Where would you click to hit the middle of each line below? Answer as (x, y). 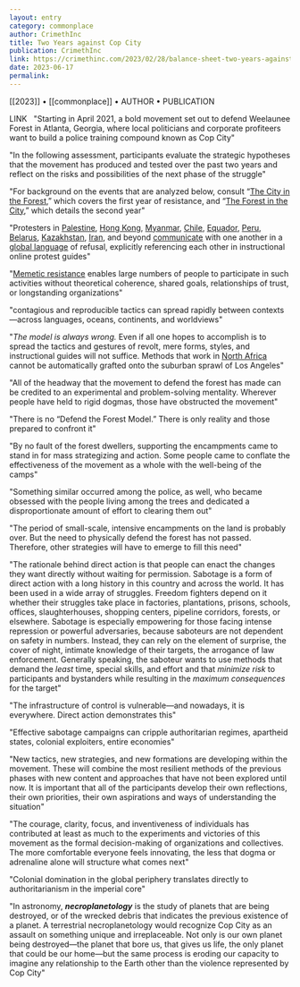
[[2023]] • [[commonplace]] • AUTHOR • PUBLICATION (112, 101)
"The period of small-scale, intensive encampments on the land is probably (148, 528)
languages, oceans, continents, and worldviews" (133, 319)
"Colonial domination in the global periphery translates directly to (129, 879)
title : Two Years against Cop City (75, 43)
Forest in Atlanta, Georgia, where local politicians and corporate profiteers (145, 128)
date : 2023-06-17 (42, 68)
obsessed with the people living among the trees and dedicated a (129, 501)
